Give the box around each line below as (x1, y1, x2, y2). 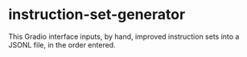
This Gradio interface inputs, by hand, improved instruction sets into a (8, 32, 240, 41)
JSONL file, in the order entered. (8, 40, 116, 49)
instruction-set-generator (8, 6, 186, 24)
